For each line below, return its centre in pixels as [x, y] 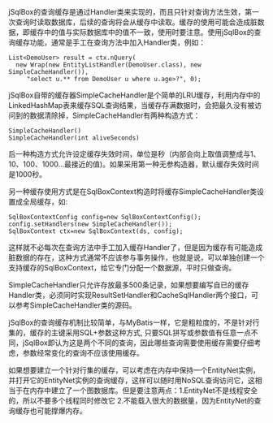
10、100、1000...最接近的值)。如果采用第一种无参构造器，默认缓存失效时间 [134, 164]
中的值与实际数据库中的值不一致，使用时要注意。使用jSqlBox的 [149, 32]
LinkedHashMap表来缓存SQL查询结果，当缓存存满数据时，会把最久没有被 [132, 105]
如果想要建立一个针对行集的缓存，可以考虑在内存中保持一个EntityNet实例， [134, 370]
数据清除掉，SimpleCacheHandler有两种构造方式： [115, 115]
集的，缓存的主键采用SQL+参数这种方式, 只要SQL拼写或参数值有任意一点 [130, 332]
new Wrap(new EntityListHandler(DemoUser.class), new [108, 65]
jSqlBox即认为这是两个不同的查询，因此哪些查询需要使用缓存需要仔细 [138, 343]
